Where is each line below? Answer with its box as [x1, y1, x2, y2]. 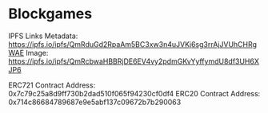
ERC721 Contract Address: [8, 80, 96, 90]
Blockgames [8, 5, 93, 23]
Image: [26, 48, 49, 57]
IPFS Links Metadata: [8, 31, 78, 41]
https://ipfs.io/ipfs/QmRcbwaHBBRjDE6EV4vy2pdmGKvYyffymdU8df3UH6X [8, 56, 260, 66]
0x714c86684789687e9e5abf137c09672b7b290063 [8, 97, 182, 107]
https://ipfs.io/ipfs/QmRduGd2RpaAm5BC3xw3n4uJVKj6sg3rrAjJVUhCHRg [8, 39, 258, 49]
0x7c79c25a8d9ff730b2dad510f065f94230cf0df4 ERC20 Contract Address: [8, 88, 261, 98]
